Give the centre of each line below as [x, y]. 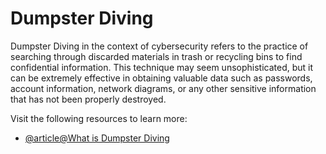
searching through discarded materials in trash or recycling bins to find [156, 56]
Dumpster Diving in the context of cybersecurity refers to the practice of [159, 46]
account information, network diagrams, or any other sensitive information [163, 88]
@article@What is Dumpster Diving [97, 138]
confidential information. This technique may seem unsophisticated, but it [162, 67]
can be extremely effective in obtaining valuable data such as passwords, [161, 78]
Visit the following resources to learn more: [99, 118]
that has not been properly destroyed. [88, 99]
